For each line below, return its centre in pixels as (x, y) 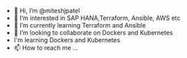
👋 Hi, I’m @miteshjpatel (47, 11)
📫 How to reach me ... (46, 48)
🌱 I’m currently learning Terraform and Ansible (80, 25)
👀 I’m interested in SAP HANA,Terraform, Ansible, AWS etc (97, 18)
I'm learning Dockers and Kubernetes (67, 40)
